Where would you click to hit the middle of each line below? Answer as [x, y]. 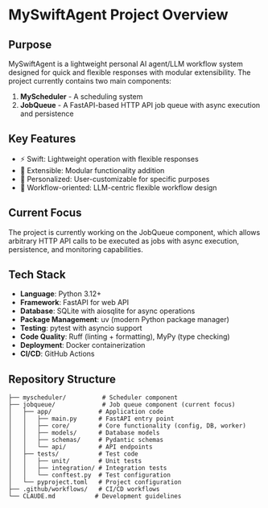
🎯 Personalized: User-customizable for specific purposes [115, 179]
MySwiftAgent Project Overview [118, 15]
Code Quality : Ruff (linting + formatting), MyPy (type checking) [125, 337]
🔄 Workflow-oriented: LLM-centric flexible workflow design [118, 188]
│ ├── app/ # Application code [86, 412]
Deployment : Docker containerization [82, 345]
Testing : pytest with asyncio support [81, 328]
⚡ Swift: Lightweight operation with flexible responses [109, 159]
